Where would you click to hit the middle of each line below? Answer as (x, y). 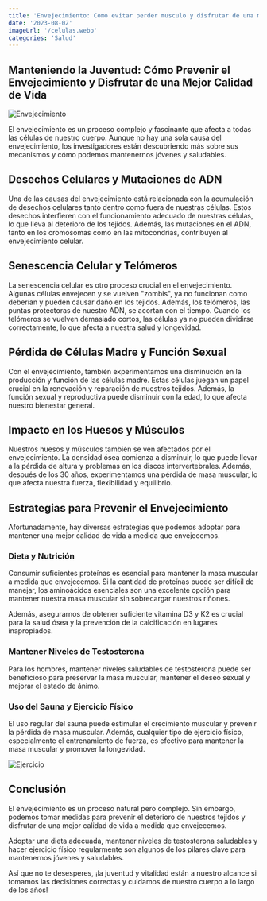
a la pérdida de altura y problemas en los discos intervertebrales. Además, (130, 466)
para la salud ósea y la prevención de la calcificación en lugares (113, 623)
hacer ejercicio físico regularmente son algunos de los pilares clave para (127, 849)
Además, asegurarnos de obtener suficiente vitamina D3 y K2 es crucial (126, 614)
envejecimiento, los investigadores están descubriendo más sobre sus (123, 146)
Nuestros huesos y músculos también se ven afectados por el (109, 449)
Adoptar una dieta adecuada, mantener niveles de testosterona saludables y (133, 841)
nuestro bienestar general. (52, 405)
